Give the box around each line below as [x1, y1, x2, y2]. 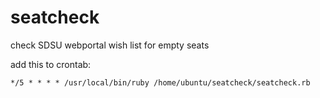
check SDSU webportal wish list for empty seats [10, 39, 210, 51]
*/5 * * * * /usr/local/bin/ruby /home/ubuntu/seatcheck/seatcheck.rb [10, 77, 311, 88]
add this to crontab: [10, 58, 92, 70]
